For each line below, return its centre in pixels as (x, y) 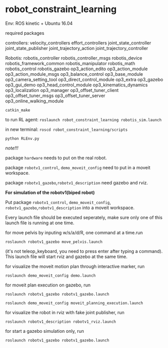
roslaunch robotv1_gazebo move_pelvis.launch (54, 242)
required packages (25, 33)
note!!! (12, 148)
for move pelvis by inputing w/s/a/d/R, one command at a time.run (74, 232)
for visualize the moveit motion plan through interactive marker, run (75, 266)
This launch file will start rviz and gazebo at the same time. (66, 257)
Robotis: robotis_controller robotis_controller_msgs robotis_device (74, 58)
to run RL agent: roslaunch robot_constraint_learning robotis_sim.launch (83, 119)
